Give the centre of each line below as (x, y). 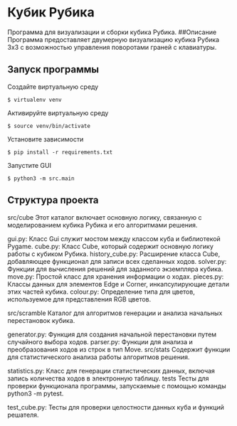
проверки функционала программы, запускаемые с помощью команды (117, 385)
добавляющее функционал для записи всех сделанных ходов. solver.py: (117, 261)
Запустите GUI (30, 165)
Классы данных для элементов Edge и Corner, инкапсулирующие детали (118, 284)
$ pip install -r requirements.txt (60, 152)
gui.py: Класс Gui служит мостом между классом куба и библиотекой (114, 238)
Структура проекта (53, 200)
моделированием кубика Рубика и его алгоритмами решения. (102, 225)
